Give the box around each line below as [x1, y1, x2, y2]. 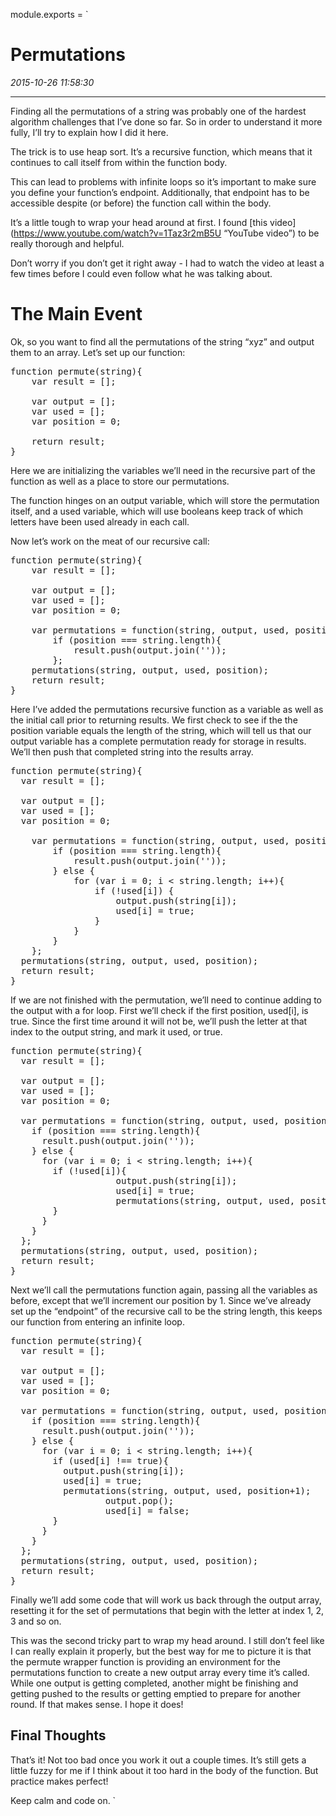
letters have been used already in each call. [10, 515, 190, 528]
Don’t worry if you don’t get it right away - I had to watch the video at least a [10, 257, 325, 269]
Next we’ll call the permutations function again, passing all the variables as [10, 1284, 318, 1296]
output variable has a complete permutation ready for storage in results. [10, 735, 307, 747]
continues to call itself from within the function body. [10, 156, 228, 168]
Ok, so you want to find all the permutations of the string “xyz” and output [10, 335, 315, 348]
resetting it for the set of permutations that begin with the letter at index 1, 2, [10, 1604, 325, 1616]
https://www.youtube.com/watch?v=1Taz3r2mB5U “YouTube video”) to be [13, 227, 320, 239]
